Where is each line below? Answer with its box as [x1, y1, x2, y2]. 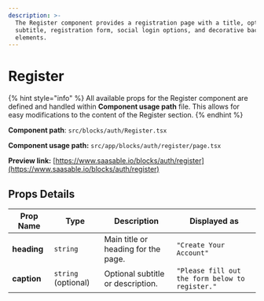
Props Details [8, 187, 75, 201]
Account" [176, 249, 210, 257]
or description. [104, 278, 159, 288]
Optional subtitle [104, 269, 165, 279]
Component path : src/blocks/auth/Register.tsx [8, 125, 167, 135]
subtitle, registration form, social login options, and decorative [15, 26, 244, 34]
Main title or [104, 234, 148, 244]
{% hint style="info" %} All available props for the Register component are [8, 94, 249, 103]
